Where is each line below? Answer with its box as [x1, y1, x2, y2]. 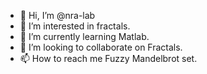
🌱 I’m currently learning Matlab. [19, 31, 150, 42]
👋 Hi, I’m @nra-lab [19, 10, 96, 21]
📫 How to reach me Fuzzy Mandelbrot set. [19, 53, 198, 64]
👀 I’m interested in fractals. [19, 20, 131, 32]
